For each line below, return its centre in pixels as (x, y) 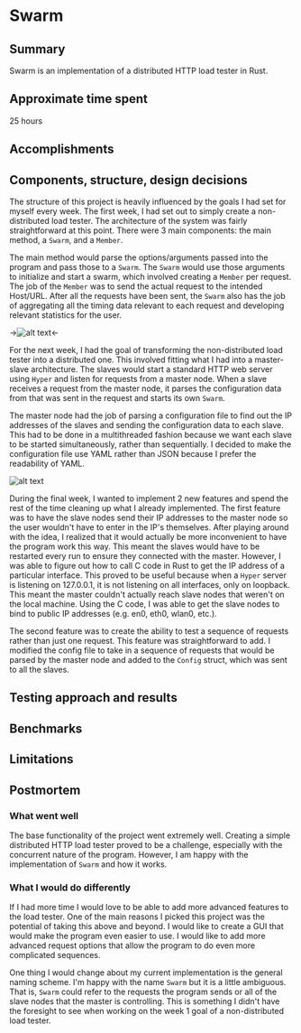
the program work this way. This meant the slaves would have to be (135, 546)
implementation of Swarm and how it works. (88, 864)
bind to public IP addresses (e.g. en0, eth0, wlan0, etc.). (114, 614)
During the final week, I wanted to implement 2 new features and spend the (149, 498)
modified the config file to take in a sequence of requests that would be (142, 650)
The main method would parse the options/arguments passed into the (139, 257)
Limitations (41, 759)
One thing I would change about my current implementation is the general (146, 973)
